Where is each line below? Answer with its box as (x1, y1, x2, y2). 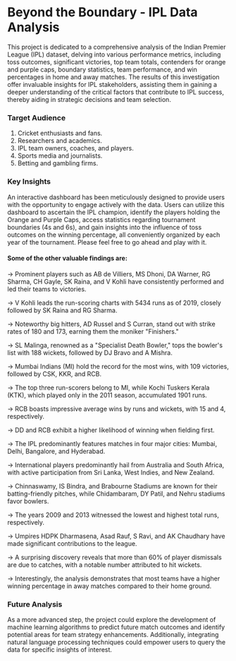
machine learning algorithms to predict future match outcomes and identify (7, 623, 225, 631)
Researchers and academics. (17, 136, 102, 145)
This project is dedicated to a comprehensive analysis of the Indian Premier (7, 42, 227, 51)
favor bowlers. (7, 496, 49, 505)
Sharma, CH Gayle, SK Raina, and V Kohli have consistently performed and (7, 277, 224, 286)
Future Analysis (7, 599, 63, 609)
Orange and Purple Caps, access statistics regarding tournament (7, 215, 196, 223)
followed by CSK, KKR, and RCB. (7, 369, 102, 378)
